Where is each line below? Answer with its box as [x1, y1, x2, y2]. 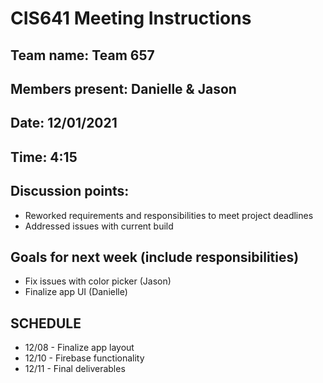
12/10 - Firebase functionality [24, 352, 145, 364]
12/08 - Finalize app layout [24, 342, 135, 354]
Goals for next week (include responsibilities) [10, 248, 300, 266]
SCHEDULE [10, 315, 82, 332]
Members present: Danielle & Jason [10, 80, 237, 97]
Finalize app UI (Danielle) [24, 286, 128, 298]
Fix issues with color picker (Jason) [24, 275, 172, 287]
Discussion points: [10, 183, 130, 200]
